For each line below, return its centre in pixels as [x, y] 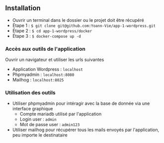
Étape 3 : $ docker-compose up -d [46, 36]
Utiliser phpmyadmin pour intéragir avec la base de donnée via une [81, 103]
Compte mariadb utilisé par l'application [61, 114]
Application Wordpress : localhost [47, 70]
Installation [23, 8]
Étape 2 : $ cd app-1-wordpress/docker [52, 31]
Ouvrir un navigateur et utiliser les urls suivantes [55, 60]
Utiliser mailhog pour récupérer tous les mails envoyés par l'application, [86, 130]
